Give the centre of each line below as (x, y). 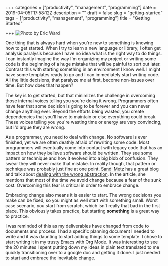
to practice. (17, 216)
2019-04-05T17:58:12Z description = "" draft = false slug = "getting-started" (84, 13)
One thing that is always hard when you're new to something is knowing (79, 43)
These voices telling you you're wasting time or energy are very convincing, (83, 122)
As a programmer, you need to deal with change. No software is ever (76, 137)
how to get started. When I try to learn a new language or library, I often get (83, 48)
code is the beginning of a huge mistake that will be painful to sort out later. (83, 64)
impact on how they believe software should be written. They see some (79, 153)
